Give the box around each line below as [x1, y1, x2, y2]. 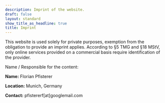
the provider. [5, 54, 31, 60]
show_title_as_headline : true [5, 21, 67, 26]
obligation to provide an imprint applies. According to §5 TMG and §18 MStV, [5, 44, 160, 50]
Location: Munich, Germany [5, 83, 63, 89]
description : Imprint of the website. [5, 7, 85, 12]
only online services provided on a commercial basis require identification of [5, 50, 161, 55]
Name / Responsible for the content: [5, 64, 79, 70]
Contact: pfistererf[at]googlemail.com [5, 93, 83, 99]
